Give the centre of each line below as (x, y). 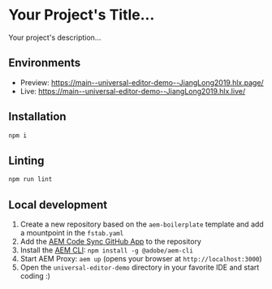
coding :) (35, 276)
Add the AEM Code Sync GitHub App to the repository (110, 241)
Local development (58, 205)
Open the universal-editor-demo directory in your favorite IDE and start (140, 267)
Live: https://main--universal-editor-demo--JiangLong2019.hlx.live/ (133, 91)
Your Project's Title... (82, 15)
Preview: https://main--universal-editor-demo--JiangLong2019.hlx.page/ (142, 82)
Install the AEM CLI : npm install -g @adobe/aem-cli (106, 250)
